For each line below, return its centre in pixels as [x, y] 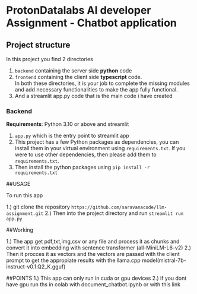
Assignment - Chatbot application [91, 23]
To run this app [25, 195]
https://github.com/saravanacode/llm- [119, 208]
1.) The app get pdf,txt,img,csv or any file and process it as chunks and [93, 242]
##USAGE [18, 184]
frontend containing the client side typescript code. [78, 77]
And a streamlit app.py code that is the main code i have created [94, 96]
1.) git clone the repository [38, 207]
